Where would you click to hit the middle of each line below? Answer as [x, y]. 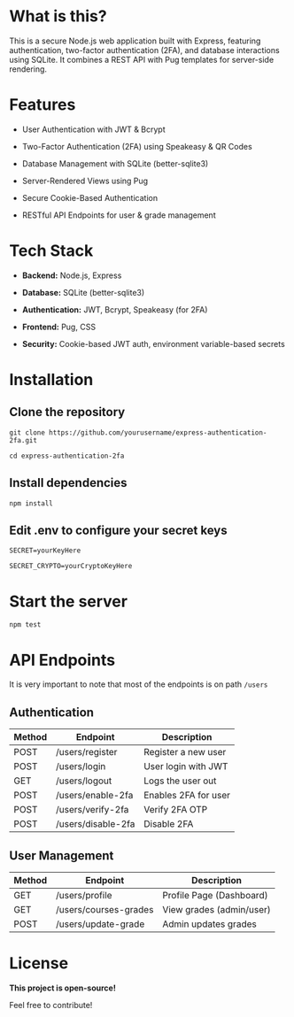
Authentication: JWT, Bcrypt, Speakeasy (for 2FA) [115, 309]
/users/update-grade [101, 924]
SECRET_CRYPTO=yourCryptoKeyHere [71, 566]
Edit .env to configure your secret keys [118, 531]
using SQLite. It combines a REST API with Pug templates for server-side [142, 59]
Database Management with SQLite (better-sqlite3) [115, 163]
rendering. [28, 69]
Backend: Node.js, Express [72, 275]
